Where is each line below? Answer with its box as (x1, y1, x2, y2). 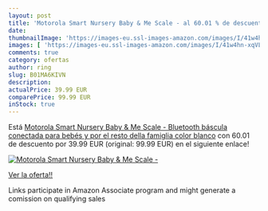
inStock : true (8, 100, 56, 108)
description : (8, 78, 52, 86)
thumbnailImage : (8, 33, 62, 42)
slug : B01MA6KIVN (8, 71, 66, 79)
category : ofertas (8, 57, 69, 64)
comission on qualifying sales (8, 194, 106, 204)
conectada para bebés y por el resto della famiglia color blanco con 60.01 (8, 131, 250, 140)
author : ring (8, 64, 52, 72)
